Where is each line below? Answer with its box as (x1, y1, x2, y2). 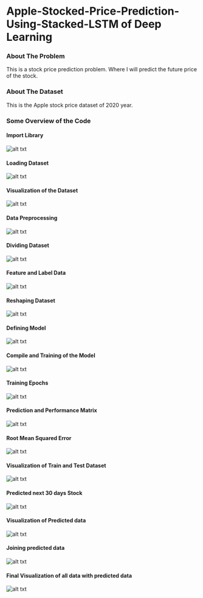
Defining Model (6, 324, 46, 332)
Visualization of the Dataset (6, 187, 78, 194)
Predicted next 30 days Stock (6, 489, 83, 496)
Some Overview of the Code (6, 116, 91, 125)
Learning (6, 30, 53, 44)
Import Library (6, 132, 44, 139)
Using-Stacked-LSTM (6, 17, 119, 31)
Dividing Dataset (6, 242, 50, 249)
